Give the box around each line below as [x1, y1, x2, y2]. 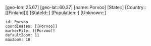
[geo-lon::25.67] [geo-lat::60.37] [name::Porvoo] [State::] [5, 5, 124, 10]
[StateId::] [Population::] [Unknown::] [29, 10, 107, 16]
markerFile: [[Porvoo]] [5, 28, 56, 33]
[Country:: [125, 5, 146, 10]
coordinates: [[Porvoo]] [5, 24, 58, 29]
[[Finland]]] [5, 10, 29, 16]
